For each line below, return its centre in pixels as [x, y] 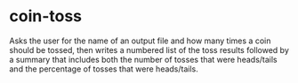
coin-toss [46, 16]
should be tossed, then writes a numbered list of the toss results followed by [149, 49]
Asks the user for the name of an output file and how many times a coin [140, 41]
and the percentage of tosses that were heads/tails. [104, 69]
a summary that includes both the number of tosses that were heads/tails [143, 59]
